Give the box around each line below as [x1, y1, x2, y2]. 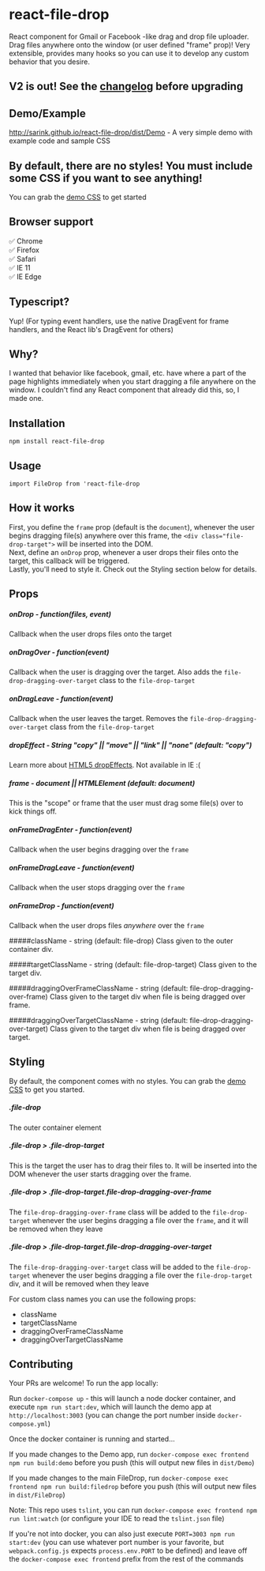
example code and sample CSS [9, 136, 111, 145]
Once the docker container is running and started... [9, 1434, 176, 1444]
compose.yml [9, 1421, 48, 1429]
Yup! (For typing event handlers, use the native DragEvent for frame [9, 316, 230, 326]
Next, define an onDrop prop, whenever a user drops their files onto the [9, 547, 239, 557]
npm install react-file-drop [9, 437, 105, 446]
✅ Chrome [9, 236, 43, 246]
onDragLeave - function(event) [9, 693, 114, 703]
